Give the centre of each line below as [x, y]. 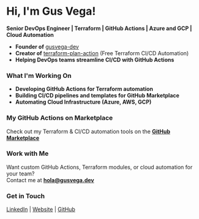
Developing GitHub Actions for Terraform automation [84, 89]
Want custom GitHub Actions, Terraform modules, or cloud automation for [99, 167]
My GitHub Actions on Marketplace [60, 118]
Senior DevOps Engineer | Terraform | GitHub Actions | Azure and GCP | [99, 28]
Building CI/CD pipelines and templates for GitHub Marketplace [97, 96]
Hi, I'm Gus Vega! [51, 11]
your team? [21, 174]
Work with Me [28, 153]
